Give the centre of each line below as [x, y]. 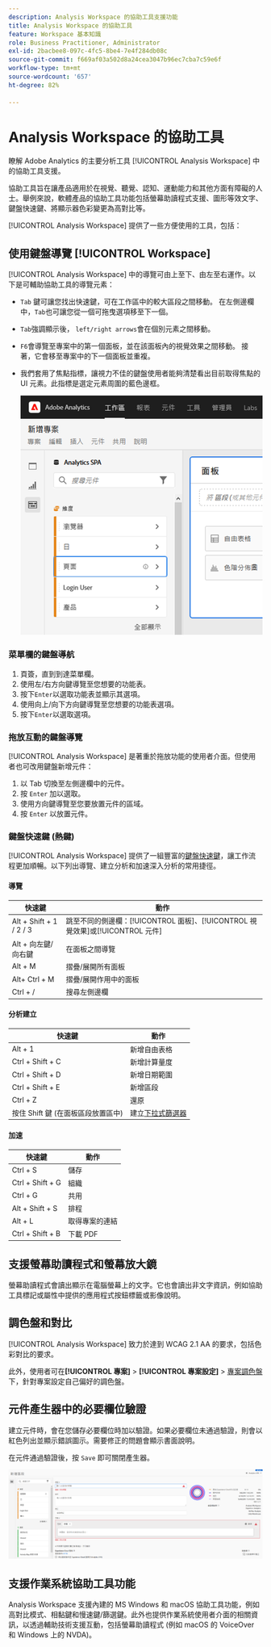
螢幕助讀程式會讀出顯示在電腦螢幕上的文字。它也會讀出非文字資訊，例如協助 [135, 1284]
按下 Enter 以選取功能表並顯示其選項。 [82, 694]
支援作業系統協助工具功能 [72, 1584]
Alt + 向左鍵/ [33, 944]
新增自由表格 [152, 1049]
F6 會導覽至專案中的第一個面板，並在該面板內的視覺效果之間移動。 [130, 346]
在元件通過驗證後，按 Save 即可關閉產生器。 [81, 1457]
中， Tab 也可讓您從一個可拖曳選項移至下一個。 [96, 312]
